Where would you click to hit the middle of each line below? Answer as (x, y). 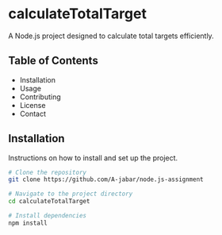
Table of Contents (54, 61)
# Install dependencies (48, 216)
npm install (28, 223)
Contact (33, 114)
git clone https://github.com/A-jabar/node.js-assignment (106, 179)
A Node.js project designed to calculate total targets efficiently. (111, 36)
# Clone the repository (48, 172)
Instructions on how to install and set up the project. (93, 158)
